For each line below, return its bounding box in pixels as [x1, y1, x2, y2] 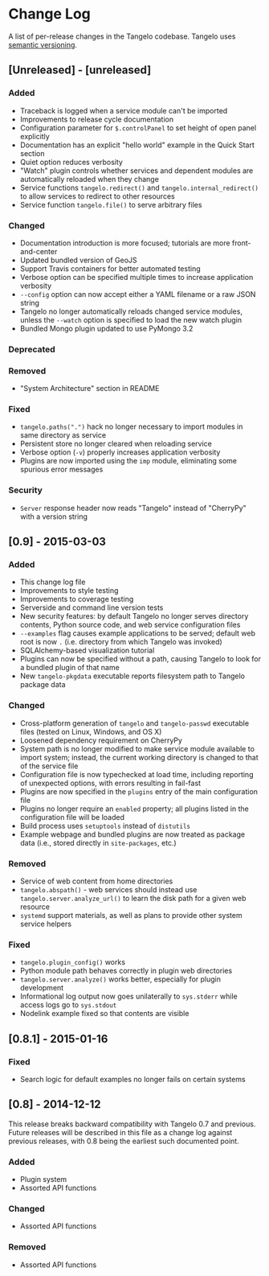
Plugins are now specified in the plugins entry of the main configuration [19, 786, 259, 796]
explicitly [19, 131, 50, 141]
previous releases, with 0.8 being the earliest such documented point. [8, 1136, 239, 1146]
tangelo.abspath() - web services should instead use [19, 885, 198, 895]
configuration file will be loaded [19, 812, 124, 821]
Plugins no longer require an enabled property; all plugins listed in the [19, 804, 249, 813]
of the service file [19, 761, 79, 771]
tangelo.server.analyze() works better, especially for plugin [19, 974, 221, 984]
